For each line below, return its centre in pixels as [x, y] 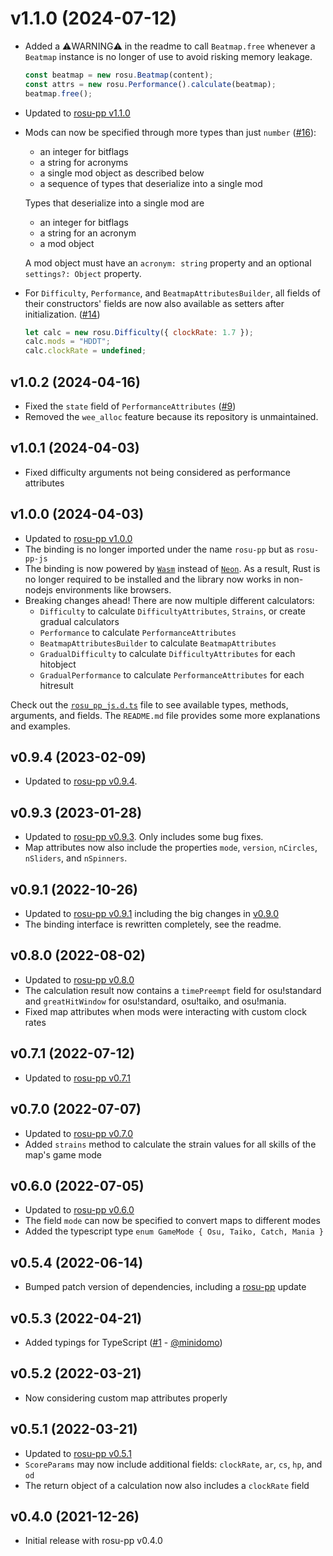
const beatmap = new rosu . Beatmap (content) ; [119, 75]
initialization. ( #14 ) [62, 314]
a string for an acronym [88, 233]
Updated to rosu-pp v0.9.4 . [81, 781]
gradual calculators [79, 621]
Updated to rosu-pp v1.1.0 [77, 113]
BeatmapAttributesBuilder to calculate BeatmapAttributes [158, 643]
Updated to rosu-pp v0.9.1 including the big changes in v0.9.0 [152, 914]
